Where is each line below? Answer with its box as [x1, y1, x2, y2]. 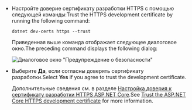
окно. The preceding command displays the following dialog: [11, 45, 158, 52]
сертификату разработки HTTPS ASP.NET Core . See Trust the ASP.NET [11, 91, 186, 98]
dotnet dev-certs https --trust [11, 29, 91, 34]
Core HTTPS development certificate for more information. [11, 97, 153, 104]
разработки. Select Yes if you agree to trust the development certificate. [11, 74, 187, 80]
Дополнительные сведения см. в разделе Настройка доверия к [11, 85, 172, 92]
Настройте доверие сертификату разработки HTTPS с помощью [11, 5, 174, 12]
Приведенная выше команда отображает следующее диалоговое [11, 39, 177, 45]
